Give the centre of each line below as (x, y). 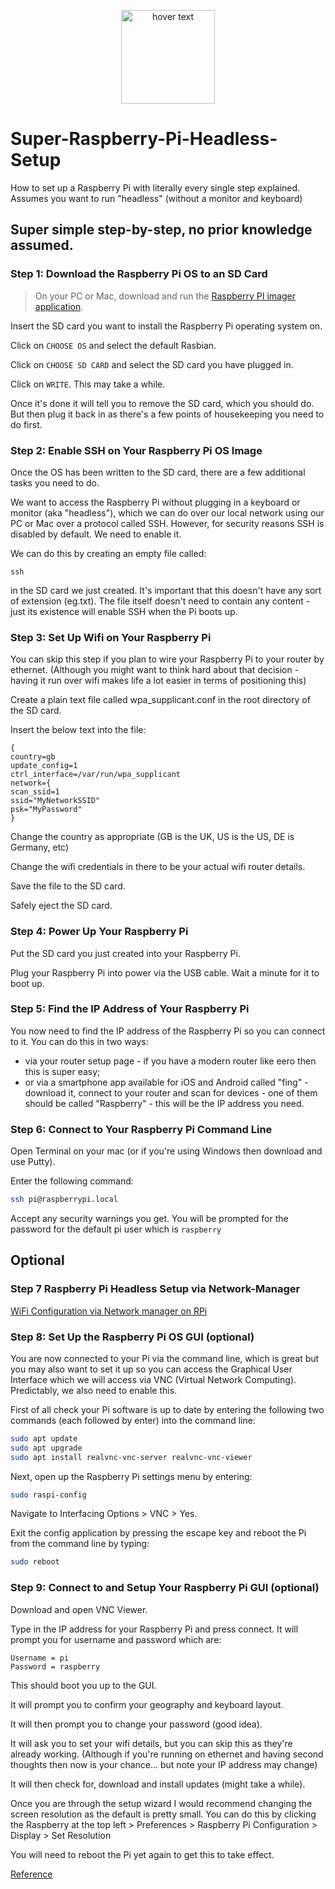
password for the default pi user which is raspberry (116, 1229)
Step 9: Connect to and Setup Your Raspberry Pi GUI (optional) (165, 1588)
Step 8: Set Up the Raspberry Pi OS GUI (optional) (132, 1337)
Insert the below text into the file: (78, 730)
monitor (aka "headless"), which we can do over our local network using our (167, 512)
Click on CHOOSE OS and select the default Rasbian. (113, 345)
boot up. (27, 983)
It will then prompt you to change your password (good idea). (136, 1724)
